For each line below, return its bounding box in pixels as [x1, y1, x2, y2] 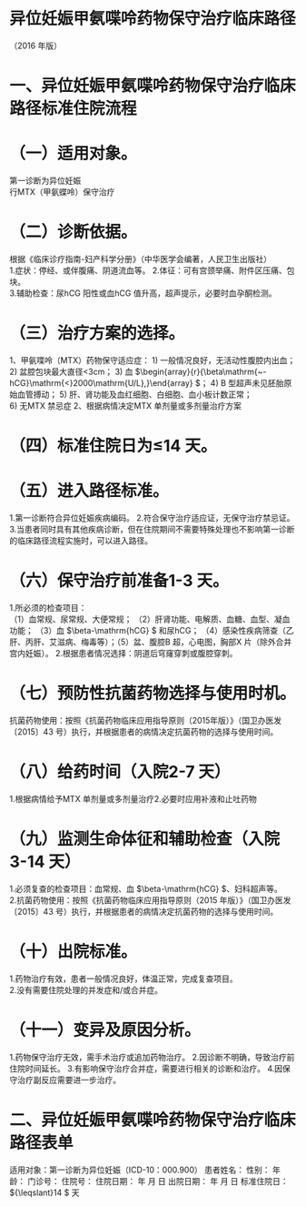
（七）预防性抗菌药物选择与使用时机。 [9, 684, 297, 704]
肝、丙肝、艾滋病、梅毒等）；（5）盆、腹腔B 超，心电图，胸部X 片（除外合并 [9, 636, 292, 647]
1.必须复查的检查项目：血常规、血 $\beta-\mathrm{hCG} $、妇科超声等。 [9, 883, 283, 894]
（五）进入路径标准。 [9, 481, 170, 502]
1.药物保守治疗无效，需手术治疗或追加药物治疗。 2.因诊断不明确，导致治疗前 [9, 1051, 295, 1062]
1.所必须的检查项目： [9, 603, 87, 613]
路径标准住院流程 [9, 98, 138, 119]
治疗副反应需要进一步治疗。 [16, 1074, 121, 1085]
